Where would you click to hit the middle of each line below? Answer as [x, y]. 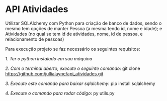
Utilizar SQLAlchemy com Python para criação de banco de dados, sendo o [83, 23]
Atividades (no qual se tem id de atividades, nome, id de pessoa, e [74, 34]
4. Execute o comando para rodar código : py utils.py [60, 93]
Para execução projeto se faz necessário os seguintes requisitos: [73, 49]
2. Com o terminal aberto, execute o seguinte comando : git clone [73, 68]
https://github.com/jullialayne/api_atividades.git [54, 73]
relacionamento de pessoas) [35, 39]
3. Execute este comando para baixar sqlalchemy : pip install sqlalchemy [80, 83]
